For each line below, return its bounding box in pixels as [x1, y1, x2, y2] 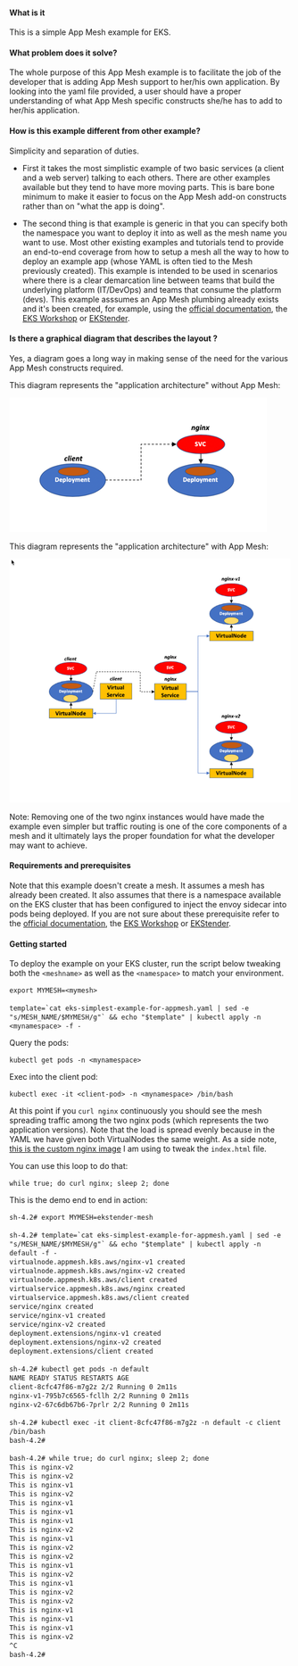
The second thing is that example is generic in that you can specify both [21, 218, 288, 228]
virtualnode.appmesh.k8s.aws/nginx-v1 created [9, 1258, 186, 1267]
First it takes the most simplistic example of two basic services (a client [21, 162, 285, 173]
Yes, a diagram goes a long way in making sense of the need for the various [9, 352, 288, 363]
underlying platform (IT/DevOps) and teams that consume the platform [21, 284, 282, 294]
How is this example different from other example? [9, 126, 201, 136]
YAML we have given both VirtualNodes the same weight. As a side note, [9, 1134, 277, 1145]
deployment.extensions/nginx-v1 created [9, 1330, 162, 1339]
